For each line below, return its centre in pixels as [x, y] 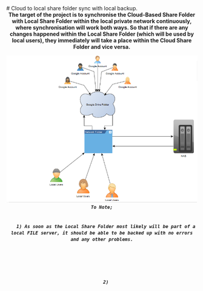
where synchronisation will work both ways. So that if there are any [102, 28]
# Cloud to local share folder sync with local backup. [72, 8]
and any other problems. [102, 239]
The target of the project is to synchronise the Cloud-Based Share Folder [102, 15]
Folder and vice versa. [102, 47]
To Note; [102, 207]
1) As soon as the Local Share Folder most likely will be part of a [106, 226]
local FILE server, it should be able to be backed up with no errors [102, 233]
